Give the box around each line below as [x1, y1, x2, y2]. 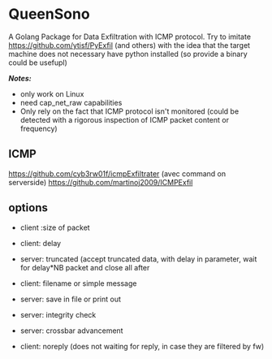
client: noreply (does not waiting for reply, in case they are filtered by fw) [19, 341, 265, 351]
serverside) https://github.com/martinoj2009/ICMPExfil [8, 177, 193, 187]
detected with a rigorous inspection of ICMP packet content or [19, 115, 230, 124]
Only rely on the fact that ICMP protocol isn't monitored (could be [19, 106, 240, 116]
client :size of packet [19, 223, 91, 232]
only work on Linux [19, 89, 84, 98]
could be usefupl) [8, 58, 67, 67]
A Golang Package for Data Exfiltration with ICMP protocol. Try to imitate [8, 32, 252, 41]
